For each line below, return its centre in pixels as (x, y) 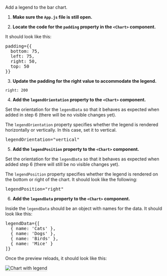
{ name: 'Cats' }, (33, 228)
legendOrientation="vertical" (43, 140)
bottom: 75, (25, 51)
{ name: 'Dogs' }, (33, 233)
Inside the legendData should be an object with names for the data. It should (84, 208)
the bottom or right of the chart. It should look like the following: (71, 179)
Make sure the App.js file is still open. (52, 17)
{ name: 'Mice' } (32, 243)
